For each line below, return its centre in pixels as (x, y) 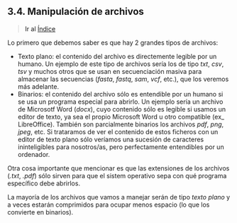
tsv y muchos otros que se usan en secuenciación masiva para (110, 71)
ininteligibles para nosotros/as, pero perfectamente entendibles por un (121, 147)
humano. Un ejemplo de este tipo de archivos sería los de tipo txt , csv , (121, 64)
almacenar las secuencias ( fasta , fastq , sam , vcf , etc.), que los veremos (123, 79)
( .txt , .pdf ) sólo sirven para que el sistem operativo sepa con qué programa (117, 175)
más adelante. (38, 86)
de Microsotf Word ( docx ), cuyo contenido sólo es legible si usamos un (122, 109)
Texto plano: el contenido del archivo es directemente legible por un (117, 56)
